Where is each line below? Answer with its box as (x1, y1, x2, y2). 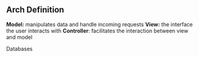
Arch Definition (6, 5, 65, 15)
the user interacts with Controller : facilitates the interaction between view (6, 27, 189, 34)
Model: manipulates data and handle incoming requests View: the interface (6, 20, 193, 28)
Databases (6, 45, 33, 52)
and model (6, 33, 33, 41)
